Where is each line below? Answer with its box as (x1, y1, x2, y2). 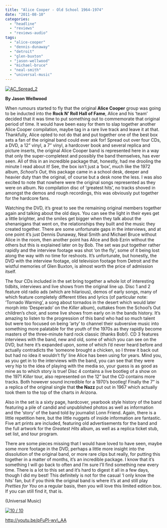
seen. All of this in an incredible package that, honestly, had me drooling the (5, 158, 161, 164)
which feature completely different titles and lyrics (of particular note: (5, 294, 148, 300)
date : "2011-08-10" (5, 12, 46, 17)
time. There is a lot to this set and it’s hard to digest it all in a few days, (5, 467, 150, 473)
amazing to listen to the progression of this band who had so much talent (5, 315, 156, 321)
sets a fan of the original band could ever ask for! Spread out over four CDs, (5, 137, 161, 143)
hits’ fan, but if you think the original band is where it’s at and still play (5, 477, 148, 484)
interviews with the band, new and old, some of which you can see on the (5, 336, 157, 342)
